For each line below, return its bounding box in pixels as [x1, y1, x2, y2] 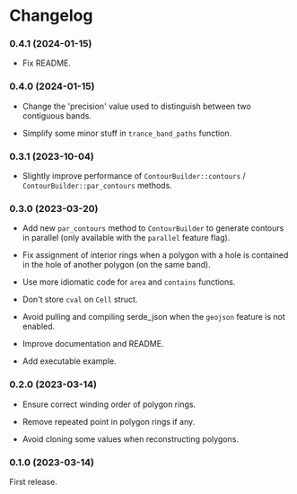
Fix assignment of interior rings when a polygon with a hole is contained [22, 250, 289, 260]
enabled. [22, 321, 56, 332]
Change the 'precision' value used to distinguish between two [22, 101, 251, 111]
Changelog [9, 5, 93, 26]
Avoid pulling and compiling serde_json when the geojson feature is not [22, 312, 285, 322]
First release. [9, 476, 58, 487]
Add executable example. [22, 356, 117, 366]
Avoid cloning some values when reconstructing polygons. [22, 433, 240, 445]
